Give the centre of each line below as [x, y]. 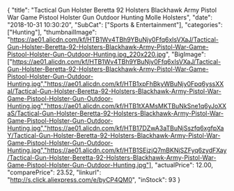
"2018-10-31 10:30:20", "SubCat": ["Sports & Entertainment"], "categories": [115, 25]
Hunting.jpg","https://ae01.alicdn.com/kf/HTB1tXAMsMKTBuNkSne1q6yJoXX [117, 106]
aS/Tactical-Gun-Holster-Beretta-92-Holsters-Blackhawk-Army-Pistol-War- [116, 113]
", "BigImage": [186, 54]
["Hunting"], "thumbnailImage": [52, 32]
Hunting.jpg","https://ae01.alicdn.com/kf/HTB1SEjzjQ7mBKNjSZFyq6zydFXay [117, 150]
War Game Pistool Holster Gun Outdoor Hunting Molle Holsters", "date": [110, 17]
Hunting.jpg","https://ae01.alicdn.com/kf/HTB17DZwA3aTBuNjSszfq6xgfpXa [116, 128]
